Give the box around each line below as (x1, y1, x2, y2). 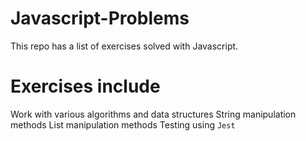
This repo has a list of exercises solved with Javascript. (10, 40, 239, 52)
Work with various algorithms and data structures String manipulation (10, 108, 297, 120)
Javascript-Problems (10, 7, 190, 30)
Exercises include (10, 75, 161, 98)
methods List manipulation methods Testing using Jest (10, 118, 236, 131)
